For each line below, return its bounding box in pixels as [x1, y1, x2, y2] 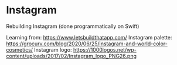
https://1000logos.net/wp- [73, 46, 137, 53]
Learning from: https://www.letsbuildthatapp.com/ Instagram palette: [6, 34, 172, 41]
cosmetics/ [6, 46, 33, 53]
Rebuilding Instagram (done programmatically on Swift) [6, 23, 139, 30]
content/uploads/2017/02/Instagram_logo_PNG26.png [6, 52, 137, 59]
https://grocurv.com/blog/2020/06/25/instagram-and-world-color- [6, 40, 168, 47]
